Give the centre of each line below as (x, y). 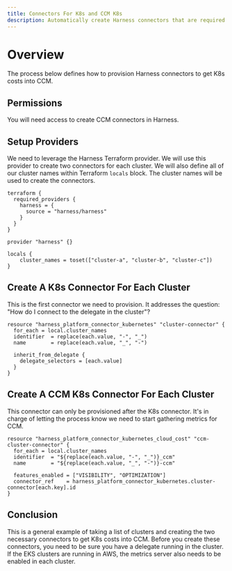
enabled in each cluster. (41, 561)
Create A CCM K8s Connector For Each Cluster (111, 395)
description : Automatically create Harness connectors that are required (116, 20)
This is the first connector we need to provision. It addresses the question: (114, 304)
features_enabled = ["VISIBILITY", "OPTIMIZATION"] (90, 475)
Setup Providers (43, 142)
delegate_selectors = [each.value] (71, 361)
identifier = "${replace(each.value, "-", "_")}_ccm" (94, 457)
